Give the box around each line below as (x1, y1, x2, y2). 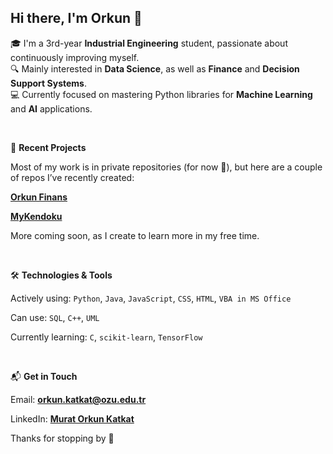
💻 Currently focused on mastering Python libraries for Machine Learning (10, 88, 313, 100)
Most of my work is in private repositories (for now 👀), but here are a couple (10, 161, 323, 173)
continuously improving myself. (10, 51, 140, 63)
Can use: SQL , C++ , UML (10, 311, 100, 323)
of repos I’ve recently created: (10, 171, 135, 183)
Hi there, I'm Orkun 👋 (10, 10, 143, 27)
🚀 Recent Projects (10, 141, 87, 153)
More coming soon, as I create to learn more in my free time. (10, 229, 260, 241)
